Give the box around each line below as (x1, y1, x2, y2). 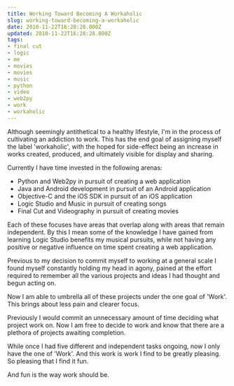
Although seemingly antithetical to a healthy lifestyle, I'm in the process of (7, 127, 221, 135)
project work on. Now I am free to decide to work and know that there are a (7, 321, 225, 329)
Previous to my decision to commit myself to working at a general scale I (7, 256, 217, 265)
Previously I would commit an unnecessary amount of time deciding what (7, 313, 219, 321)
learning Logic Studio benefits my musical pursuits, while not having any (7, 235, 216, 244)
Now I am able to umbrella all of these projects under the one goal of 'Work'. (7, 292, 228, 300)
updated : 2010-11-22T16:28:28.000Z (7, 29, 111, 37)
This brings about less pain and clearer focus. (7, 300, 140, 308)
